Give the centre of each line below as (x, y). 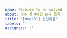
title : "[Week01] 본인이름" (32, 19)
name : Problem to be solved (34, 10)
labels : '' (16, 23)
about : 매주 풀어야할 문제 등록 (33, 14)
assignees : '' (20, 28)
